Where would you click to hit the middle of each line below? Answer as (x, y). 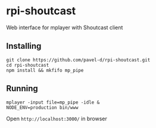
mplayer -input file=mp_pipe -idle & (53, 102)
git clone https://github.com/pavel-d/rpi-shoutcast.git (78, 60)
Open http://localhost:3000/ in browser (57, 118)
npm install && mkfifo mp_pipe (45, 70)
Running (22, 88)
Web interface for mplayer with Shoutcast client (65, 27)
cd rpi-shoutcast (28, 65)
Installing (24, 46)
